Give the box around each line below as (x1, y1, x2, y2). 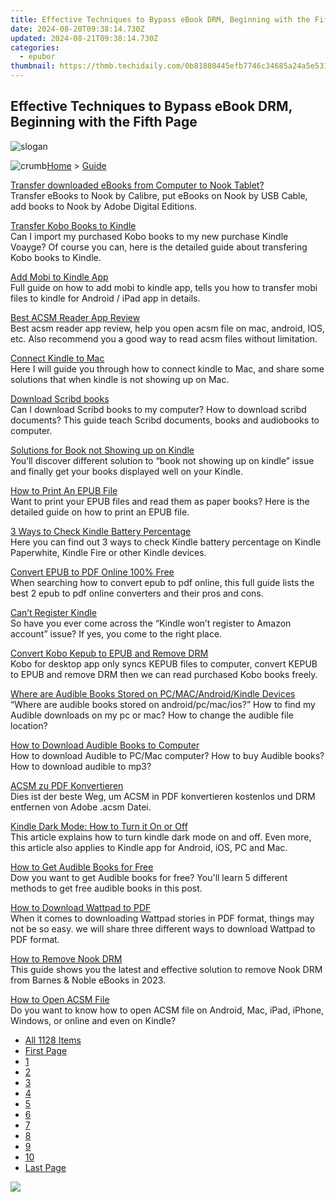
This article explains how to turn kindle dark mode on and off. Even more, (10, 831, 312, 843)
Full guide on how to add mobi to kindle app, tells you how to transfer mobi (10, 281, 318, 293)
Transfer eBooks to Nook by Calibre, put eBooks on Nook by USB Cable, (10, 189, 308, 201)
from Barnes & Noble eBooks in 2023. (10, 974, 167, 986)
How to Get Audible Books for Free (10, 861, 154, 873)
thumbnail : (10, 61, 56, 71)
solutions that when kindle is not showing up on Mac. (10, 373, 230, 385)
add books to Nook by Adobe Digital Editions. (10, 200, 198, 212)
